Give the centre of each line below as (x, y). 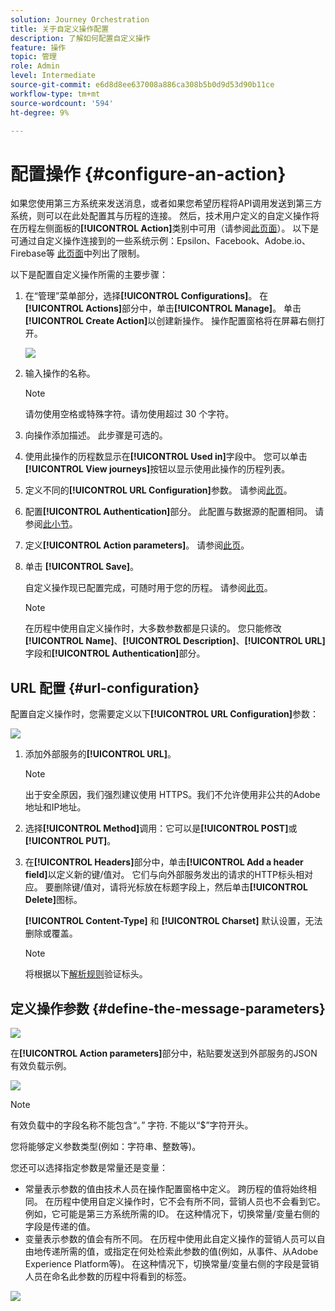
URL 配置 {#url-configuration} (105, 687)
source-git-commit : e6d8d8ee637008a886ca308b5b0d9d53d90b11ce (142, 85)
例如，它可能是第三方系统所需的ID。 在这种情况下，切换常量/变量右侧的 (172, 1213)
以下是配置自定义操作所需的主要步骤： (89, 275)
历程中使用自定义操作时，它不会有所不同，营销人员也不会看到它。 (189, 1201)
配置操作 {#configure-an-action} (148, 173)
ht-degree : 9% (40, 112)
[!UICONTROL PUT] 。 (70, 841)
